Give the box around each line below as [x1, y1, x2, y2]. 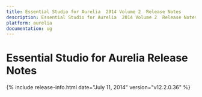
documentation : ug [6, 25, 52, 32]
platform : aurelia [6, 20, 52, 26]
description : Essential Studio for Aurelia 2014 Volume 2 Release [6, 14, 182, 20]
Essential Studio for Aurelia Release [6, 51, 188, 65]
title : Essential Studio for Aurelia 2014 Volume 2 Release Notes [6, 8, 182, 15]
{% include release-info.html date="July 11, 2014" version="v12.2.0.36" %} [6, 84, 191, 91]
